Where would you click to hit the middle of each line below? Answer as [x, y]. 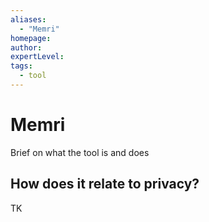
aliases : [28, 19]
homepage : [31, 38]
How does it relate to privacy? [105, 184]
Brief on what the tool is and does [80, 152]
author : [26, 47]
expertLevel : [37, 57]
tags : [21, 66]
